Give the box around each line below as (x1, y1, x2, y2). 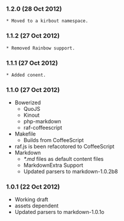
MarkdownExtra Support (23, 161, 84, 169)
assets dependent (14, 202, 59, 209)
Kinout (23, 111, 40, 119)
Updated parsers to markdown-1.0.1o (14, 209, 105, 216)
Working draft (14, 196, 48, 203)
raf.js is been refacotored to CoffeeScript (14, 143, 115, 150)
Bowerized (14, 99, 41, 106)
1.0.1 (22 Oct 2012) (6, 183, 60, 191)
